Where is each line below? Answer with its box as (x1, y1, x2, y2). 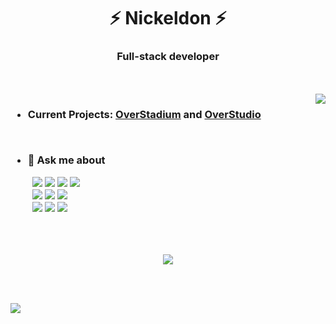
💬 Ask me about (27, 153, 106, 167)
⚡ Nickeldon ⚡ (109, 7, 227, 30)
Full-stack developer (116, 50, 220, 64)
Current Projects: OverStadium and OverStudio (27, 108, 262, 122)
